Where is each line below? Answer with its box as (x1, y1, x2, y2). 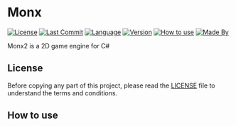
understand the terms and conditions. (7, 88, 118, 97)
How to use (7, 110, 58, 122)
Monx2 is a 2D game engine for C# (7, 41, 110, 50)
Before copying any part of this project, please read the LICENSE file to (7, 81, 215, 90)
